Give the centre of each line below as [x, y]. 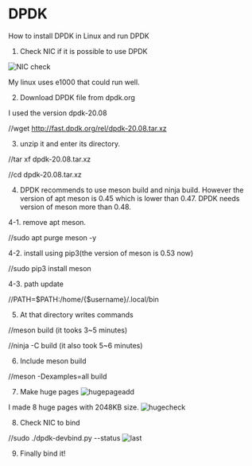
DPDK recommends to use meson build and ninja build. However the [132, 190]
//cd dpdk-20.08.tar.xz [45, 174]
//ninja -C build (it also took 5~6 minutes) [76, 345]
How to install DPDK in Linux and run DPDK [79, 36]
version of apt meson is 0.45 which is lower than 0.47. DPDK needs [130, 198]
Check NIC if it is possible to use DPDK [83, 51]
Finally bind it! [43, 453]
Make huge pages [49, 391]
